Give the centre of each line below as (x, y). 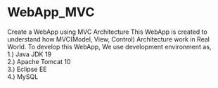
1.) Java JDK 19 (29, 54)
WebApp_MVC (51, 12)
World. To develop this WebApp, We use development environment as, (109, 46)
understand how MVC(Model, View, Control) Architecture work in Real (108, 39)
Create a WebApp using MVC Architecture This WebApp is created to (107, 32)
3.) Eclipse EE (27, 69)
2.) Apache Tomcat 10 (39, 61)
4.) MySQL (23, 76)
